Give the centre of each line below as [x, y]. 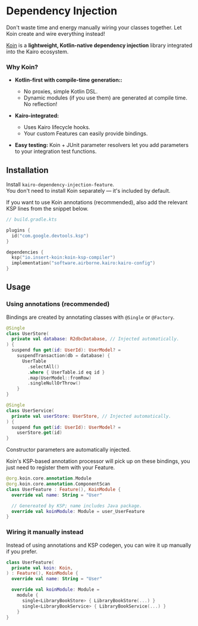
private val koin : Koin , [42, 568]
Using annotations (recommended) [58, 304]
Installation [27, 170]
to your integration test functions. [56, 151]
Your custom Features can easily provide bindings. [86, 134]
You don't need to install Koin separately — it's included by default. [88, 191]
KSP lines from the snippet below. [48, 209]
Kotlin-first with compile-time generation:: [68, 80]
